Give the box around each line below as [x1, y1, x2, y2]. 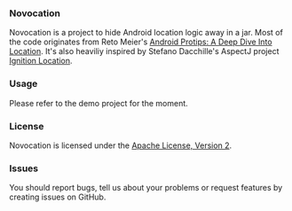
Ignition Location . [9, 56, 73, 66]
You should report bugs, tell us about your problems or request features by [9, 183, 283, 193]
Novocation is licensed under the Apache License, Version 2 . [9, 140, 233, 151]
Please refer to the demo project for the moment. [9, 98, 188, 108]
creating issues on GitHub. [9, 191, 107, 202]
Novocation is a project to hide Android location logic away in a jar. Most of [9, 27, 284, 38]
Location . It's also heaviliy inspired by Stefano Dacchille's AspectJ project [9, 46, 280, 57]
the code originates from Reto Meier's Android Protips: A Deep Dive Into [9, 36, 272, 47]
